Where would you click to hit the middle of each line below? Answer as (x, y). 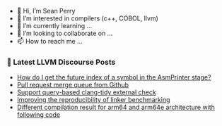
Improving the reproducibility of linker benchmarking (93, 100)
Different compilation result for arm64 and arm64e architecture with (116, 107)
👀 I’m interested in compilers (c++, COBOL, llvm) (87, 18)
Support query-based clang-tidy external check (86, 92)
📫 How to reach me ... (49, 41)
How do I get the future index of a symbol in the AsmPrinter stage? (114, 77)
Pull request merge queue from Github (72, 85)
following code (39, 115)
